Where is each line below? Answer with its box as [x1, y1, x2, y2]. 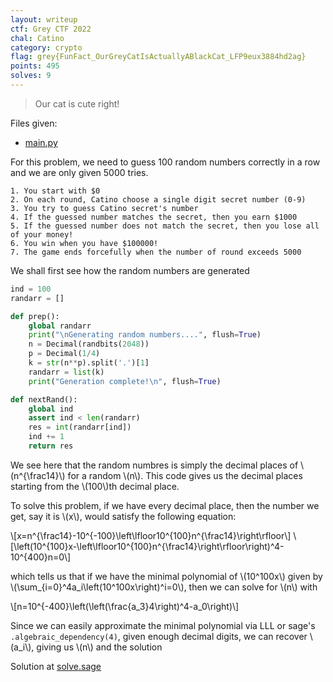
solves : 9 [10, 71, 52, 81]
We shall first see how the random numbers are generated [10, 264, 250, 276]
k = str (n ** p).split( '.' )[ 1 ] [28, 358, 150, 368]
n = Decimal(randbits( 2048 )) [28, 339, 150, 350]
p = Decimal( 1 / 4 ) [28, 349, 101, 359]
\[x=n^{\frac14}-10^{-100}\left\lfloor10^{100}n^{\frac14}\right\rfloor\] [10, 529, 292, 541]
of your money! [10, 229, 74, 240]
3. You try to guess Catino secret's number [10, 203, 199, 213]
